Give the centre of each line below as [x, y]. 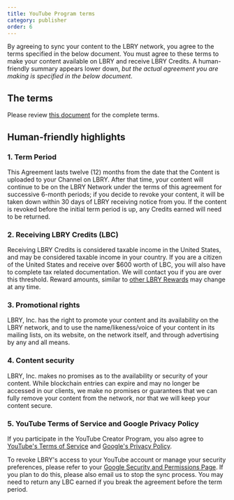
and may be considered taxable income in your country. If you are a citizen [115, 257]
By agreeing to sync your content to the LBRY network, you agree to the [111, 47]
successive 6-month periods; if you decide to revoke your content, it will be [116, 194]
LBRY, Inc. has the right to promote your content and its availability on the [113, 320]
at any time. [24, 287]
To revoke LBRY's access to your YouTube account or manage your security [117, 460]
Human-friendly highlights [66, 137]
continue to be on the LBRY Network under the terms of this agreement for [115, 186]
